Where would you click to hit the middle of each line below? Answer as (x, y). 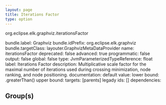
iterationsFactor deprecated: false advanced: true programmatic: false (78, 53)
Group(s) (20, 96)
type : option (19, 19)
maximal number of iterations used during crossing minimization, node (78, 69)
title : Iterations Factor (32, 14)
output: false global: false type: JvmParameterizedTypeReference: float (79, 59)
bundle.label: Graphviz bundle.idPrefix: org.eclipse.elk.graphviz (71, 43)
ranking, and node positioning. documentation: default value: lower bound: (82, 75)
